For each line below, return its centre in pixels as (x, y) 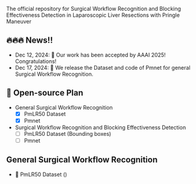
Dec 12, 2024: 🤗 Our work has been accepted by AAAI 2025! (90, 55)
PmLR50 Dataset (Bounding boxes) (68, 133)
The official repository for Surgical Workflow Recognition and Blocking (94, 9)
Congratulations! (36, 61)
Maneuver (19, 21)
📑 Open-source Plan (45, 93)
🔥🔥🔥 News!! (30, 41)
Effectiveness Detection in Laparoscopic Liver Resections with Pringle (93, 15)
